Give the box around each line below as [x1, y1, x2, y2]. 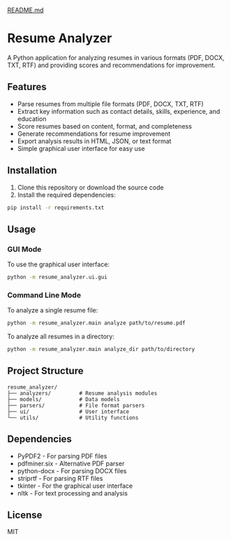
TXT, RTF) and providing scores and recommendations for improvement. [7, 61, 216, 69]
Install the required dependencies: [17, 190, 117, 199]
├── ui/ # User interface [7, 408, 130, 415]
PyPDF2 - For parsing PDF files [17, 452, 107, 460]
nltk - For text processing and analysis [17, 489, 128, 497]
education [17, 115, 47, 123]
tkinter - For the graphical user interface [17, 482, 133, 490]
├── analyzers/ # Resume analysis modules [7, 389, 158, 397]
